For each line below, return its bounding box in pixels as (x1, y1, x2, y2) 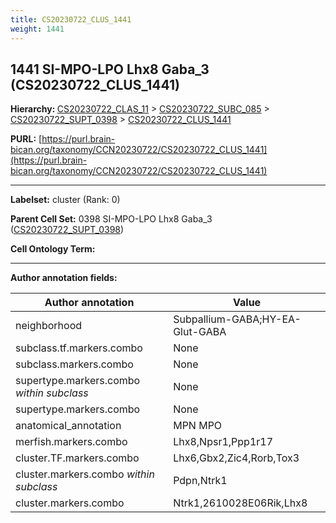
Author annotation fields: (10, 272, 118, 284)
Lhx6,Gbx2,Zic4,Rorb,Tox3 (173, 451, 300, 465)
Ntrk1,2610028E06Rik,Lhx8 (173, 496, 308, 510)
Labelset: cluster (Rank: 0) (10, 194, 121, 206)
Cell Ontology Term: (10, 243, 96, 255)
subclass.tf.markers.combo (15, 341, 143, 355)
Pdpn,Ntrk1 (173, 474, 228, 488)
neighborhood (15, 319, 83, 333)
